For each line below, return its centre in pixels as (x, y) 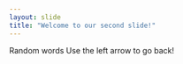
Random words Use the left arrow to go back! (92, 50)
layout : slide (35, 17)
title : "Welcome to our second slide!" (83, 25)
